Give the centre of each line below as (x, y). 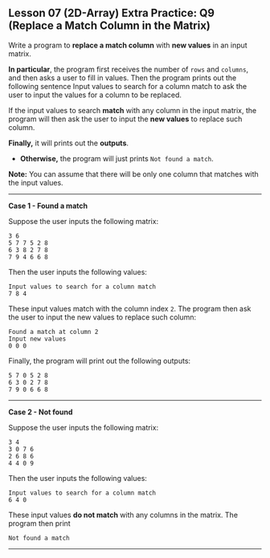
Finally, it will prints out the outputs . (69, 143)
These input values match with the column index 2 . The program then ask (130, 308)
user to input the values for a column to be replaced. (95, 95)
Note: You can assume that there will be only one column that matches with (133, 174)
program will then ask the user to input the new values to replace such (125, 119)
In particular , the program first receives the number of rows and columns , (129, 69)
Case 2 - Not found (41, 412)
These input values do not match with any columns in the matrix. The (123, 515)
